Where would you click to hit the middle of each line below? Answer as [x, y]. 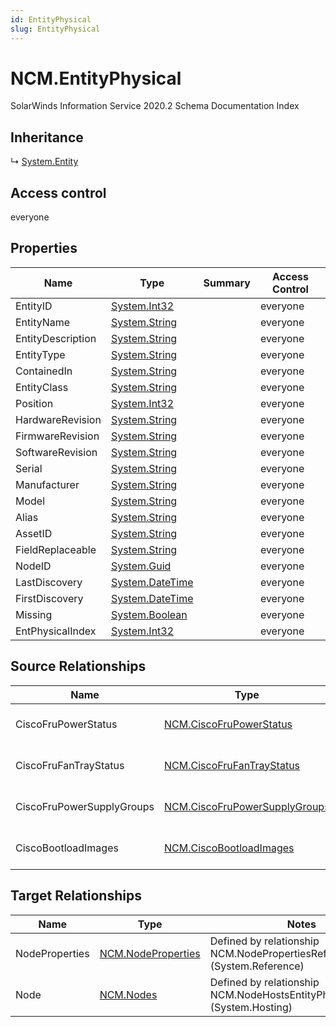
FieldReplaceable [56, 549]
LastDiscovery [49, 582]
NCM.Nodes [128, 994]
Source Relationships [78, 666]
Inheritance [47, 137]
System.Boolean [149, 614]
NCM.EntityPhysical [96, 78]
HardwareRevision [58, 419]
